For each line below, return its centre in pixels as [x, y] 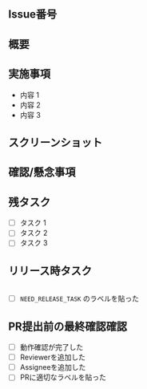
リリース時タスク [50, 271]
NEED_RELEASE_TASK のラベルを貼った [79, 298]
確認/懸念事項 [42, 172]
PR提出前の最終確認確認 [68, 326]
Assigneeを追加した [53, 367]
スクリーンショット [55, 142]
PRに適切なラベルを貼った [63, 377]
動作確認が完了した [52, 347]
